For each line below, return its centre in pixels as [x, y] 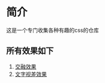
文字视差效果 [31, 74]
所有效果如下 [30, 51]
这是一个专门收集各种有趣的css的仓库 [52, 30]
